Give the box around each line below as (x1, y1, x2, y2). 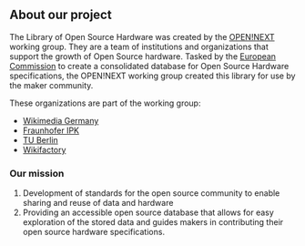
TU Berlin (22, 134, 59, 145)
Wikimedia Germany (22, 115, 99, 126)
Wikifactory (22, 144, 66, 155)
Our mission (9, 167, 65, 179)
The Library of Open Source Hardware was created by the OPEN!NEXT (9, 31, 275, 42)
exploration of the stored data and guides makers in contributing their (22, 217, 284, 228)
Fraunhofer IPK (22, 125, 80, 136)
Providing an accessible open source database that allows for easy (22, 207, 275, 218)
